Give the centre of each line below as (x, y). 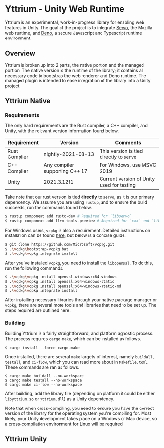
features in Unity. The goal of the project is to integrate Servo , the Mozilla (79, 27)
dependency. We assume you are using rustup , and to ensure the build (76, 202)
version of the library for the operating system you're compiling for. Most (78, 413)
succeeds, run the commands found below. (49, 208)
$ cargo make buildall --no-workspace (44, 376)
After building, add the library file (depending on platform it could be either (80, 393)
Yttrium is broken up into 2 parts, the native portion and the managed (74, 65)
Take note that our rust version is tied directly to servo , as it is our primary (80, 197)
